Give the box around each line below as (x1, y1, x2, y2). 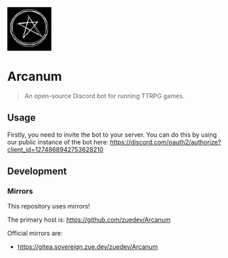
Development (7, 165, 68, 177)
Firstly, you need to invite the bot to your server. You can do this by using (7, 130, 218, 139)
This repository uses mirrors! (7, 202, 91, 211)
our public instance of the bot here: (7, 137, 109, 146)
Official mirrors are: (7, 229, 63, 238)
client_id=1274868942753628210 (7, 145, 104, 153)
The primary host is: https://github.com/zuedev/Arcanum (7, 215, 171, 224)
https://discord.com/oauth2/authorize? (109, 137, 222, 146)
